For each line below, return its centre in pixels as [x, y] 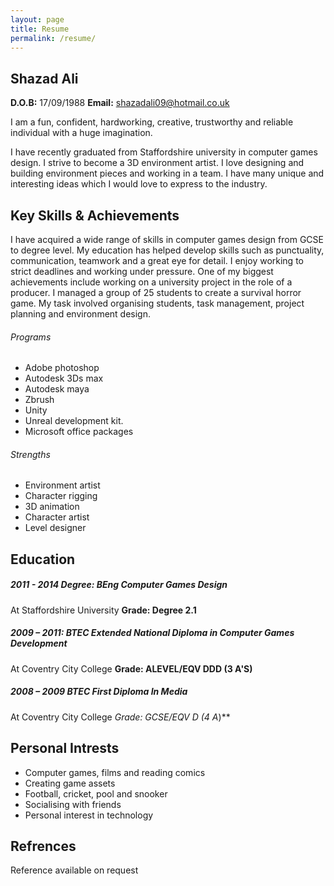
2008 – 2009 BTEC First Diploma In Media [99, 692]
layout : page [37, 19]
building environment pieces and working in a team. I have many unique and [167, 173]
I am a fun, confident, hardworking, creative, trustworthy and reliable [152, 122]
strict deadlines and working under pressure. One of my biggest [142, 271]
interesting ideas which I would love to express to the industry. [139, 184]
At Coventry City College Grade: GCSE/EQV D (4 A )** [120, 717]
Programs [31, 337]
